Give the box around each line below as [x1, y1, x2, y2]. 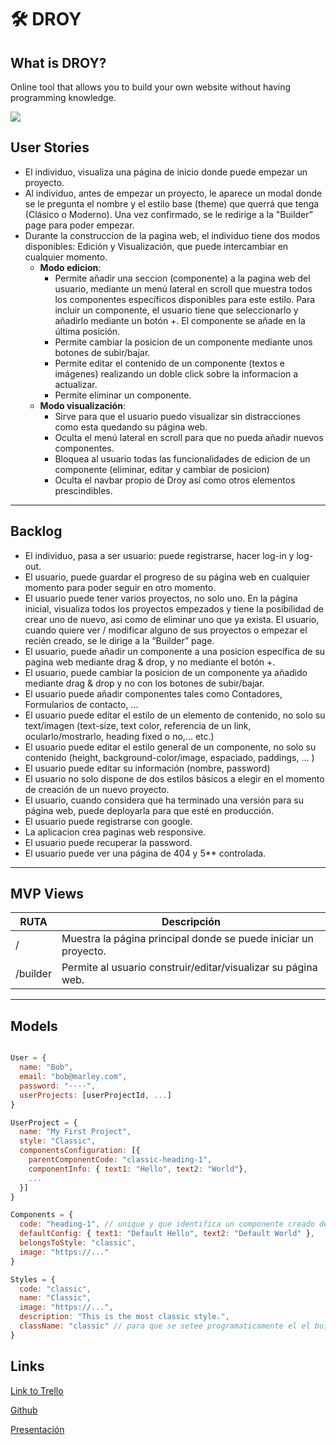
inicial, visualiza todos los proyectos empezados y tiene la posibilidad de [24, 602, 324, 615]
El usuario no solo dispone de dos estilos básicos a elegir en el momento [24, 772, 325, 785]
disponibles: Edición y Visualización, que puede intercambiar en [24, 240, 289, 252]
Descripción [161, 915, 221, 929]
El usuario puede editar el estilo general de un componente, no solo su [24, 741, 317, 753]
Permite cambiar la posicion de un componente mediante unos [54, 336, 313, 348]
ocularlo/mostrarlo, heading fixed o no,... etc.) [24, 730, 215, 742]
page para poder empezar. [24, 219, 135, 231]
